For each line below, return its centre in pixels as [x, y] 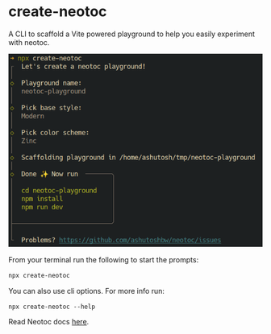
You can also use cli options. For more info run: [87, 291]
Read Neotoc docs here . [49, 322]
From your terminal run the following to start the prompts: [104, 260]
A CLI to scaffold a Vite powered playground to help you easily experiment [132, 34]
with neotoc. [29, 42]
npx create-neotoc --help [52, 307]
